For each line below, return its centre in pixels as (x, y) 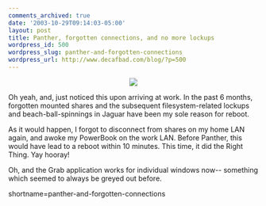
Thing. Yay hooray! (39, 154)
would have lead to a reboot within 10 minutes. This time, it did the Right (126, 146)
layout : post (30, 30)
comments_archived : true (49, 15)
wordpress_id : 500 (39, 45)
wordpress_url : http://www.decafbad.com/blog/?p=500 (97, 60)
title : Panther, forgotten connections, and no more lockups (112, 38)
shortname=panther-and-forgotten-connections (87, 193)
